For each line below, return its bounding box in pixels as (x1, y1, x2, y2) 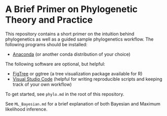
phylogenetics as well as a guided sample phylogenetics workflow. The (5, 36, 154, 42)
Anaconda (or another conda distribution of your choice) (12, 51, 131, 57)
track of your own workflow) (12, 81, 72, 87)
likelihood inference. (5, 106, 48, 112)
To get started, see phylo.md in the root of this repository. (5, 91, 124, 97)
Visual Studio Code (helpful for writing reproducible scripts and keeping (12, 76, 163, 82)
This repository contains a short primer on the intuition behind (5, 31, 135, 37)
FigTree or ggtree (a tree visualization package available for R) (12, 70, 143, 76)
